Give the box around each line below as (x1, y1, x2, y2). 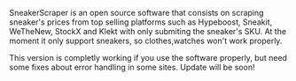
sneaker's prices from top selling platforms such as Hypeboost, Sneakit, (9, 17, 273, 27)
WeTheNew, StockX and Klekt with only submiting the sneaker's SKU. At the (9, 26, 286, 36)
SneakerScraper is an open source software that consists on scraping (9, 8, 264, 18)
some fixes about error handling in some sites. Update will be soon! (9, 62, 255, 72)
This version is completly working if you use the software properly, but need (9, 53, 288, 63)
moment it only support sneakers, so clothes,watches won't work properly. (9, 35, 283, 46)
